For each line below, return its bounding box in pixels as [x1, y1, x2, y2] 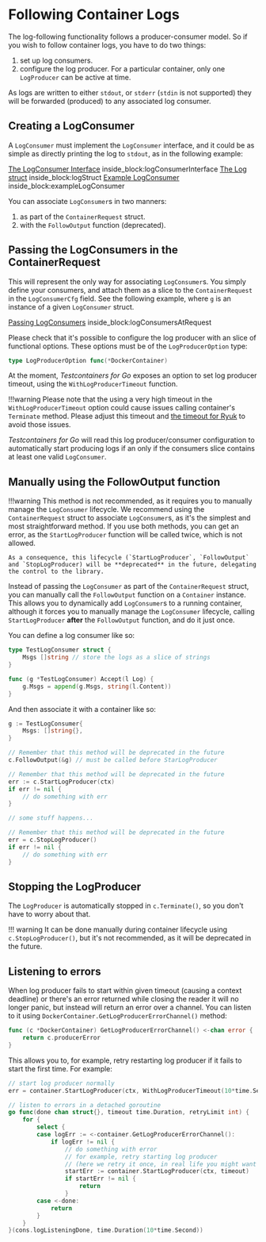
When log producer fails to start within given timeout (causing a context [8, 986, 242, 995]
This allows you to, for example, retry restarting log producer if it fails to [8, 1056, 242, 1065]
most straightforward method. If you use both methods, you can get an [8, 521, 239, 531]
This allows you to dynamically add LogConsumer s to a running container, [8, 598, 243, 608]
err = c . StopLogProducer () [8, 836, 97, 844]
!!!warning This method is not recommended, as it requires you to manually [8, 496, 253, 506]
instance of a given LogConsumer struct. [8, 302, 135, 311]
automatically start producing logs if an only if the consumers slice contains [8, 444, 256, 453]
